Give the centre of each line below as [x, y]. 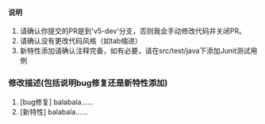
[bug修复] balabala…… [56, 102]
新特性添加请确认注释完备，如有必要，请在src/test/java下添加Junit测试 [135, 51]
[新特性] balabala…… [54, 111]
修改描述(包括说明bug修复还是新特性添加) [88, 83]
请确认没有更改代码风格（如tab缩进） [81, 41]
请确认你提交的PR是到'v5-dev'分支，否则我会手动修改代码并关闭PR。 [133, 31]
